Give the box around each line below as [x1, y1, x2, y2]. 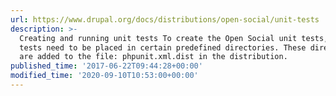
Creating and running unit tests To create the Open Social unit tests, [19, 33, 329, 43]
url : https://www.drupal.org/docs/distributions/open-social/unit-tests [10, 14, 320, 25]
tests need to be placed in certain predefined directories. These [19, 42, 307, 53]
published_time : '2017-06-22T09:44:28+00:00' [10, 61, 203, 71]
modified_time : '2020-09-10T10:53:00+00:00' [10, 71, 199, 81]
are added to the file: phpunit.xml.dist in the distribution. [19, 52, 288, 62]
